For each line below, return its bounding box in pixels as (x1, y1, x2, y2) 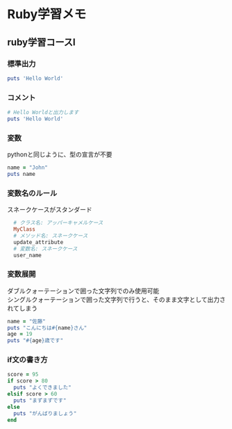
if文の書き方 (7, 355, 48, 365)
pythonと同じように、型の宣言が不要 (7, 150, 113, 159)
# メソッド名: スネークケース (13, 232, 88, 239)
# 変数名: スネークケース (13, 245, 78, 252)
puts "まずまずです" (13, 397, 67, 404)
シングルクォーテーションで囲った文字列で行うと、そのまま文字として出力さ (7, 295, 226, 303)
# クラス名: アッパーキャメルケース (13, 220, 103, 227)
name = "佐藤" (7, 318, 47, 325)
